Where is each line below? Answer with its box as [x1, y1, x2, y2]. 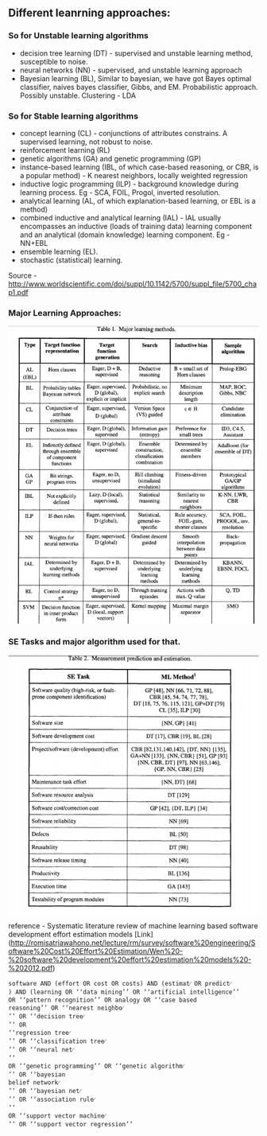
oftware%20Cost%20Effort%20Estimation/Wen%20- [8, 946, 184, 955]
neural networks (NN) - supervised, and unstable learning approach [19, 65, 242, 75]
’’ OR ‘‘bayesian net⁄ [8, 1087, 81, 1095]
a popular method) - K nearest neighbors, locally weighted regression [19, 170, 248, 180]
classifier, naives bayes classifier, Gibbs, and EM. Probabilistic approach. [19, 82, 258, 91]
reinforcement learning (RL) [19, 145, 110, 154]
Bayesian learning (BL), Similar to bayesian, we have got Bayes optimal [19, 73, 252, 83]
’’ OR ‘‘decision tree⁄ [8, 1012, 85, 1021]
